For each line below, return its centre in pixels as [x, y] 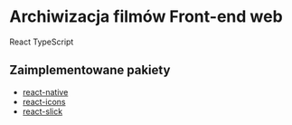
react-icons [44, 101]
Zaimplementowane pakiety [90, 70]
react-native [45, 91]
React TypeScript [42, 42]
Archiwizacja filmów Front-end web [146, 17]
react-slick [42, 111]
